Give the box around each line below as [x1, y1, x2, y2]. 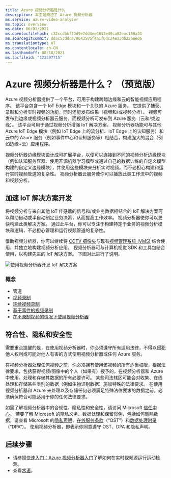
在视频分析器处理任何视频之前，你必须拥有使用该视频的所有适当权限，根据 [5, 362, 161, 368]
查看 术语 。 [12, 467, 36, 473]
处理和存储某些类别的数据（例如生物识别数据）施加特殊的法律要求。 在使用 [5, 381, 163, 387]
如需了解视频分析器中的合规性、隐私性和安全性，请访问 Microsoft [5, 405, 142, 411]
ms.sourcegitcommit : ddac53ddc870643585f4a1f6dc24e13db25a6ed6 [5, 36, 142, 41]
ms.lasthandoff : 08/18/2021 [5, 50, 65, 55]
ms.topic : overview [5, 21, 47, 27]
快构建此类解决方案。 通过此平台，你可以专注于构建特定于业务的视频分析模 [5, 221, 163, 227]
